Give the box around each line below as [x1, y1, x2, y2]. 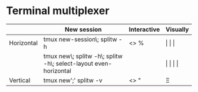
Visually [166, 25, 189, 33]
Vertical [9, 76, 31, 84]
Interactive [128, 25, 160, 33]
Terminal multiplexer [6, 4, 110, 18]
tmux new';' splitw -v [43, 76, 103, 84]
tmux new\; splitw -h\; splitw [43, 52, 123, 60]
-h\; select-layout [43, 59, 94, 67]
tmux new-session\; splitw [43, 35, 117, 43]
